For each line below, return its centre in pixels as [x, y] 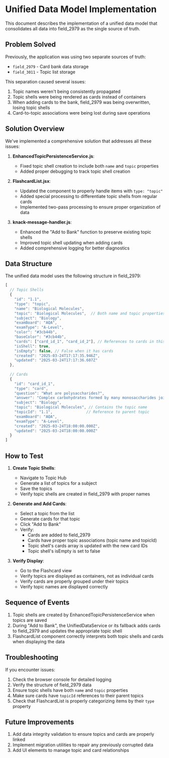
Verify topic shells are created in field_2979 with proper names [85, 494]
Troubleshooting [32, 658]
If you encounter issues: [30, 670]
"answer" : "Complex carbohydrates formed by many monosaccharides [85, 398]
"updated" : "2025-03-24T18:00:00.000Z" [56, 431]
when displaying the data [38, 641]
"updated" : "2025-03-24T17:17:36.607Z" [56, 360]
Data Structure [29, 264]
